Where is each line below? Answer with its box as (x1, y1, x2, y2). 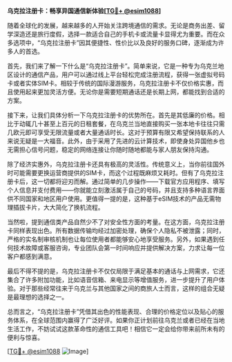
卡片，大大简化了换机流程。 (25, 203, 104, 211)
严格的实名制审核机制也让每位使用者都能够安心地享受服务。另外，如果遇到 (7, 235, 219, 243)
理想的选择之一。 (19, 293, 68, 301)
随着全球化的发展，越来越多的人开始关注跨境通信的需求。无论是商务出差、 (7, 21, 219, 30)
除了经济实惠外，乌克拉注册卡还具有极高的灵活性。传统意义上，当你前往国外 (7, 160, 225, 168)
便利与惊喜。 (7, 334, 43, 341)
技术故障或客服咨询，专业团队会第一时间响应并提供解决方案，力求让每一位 (12, 244, 225, 252)
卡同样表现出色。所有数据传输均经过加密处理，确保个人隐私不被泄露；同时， (7, 227, 225, 234)
